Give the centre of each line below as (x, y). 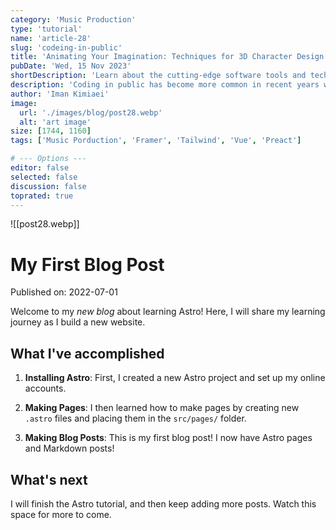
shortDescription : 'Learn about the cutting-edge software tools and (158, 76)
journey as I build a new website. (78, 322)
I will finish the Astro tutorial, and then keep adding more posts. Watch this (163, 503)
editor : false (40, 168)
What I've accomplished (87, 353)
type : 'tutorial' (46, 29)
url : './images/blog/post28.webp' (91, 112)
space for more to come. (61, 514)
